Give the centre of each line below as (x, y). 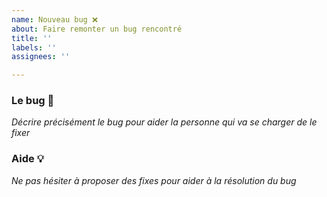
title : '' (32, 38)
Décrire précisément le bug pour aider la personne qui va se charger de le (164, 122)
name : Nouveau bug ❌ (54, 19)
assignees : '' (41, 57)
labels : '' (34, 47)
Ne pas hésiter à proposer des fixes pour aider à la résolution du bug (154, 180)
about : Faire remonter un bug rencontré (97, 29)
